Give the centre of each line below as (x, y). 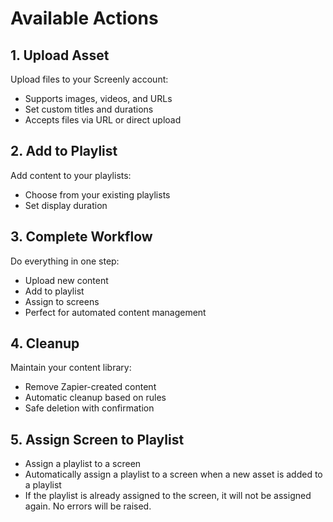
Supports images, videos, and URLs (98, 98)
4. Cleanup (45, 343)
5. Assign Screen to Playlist (97, 439)
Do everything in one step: (65, 261)
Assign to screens (62, 301)
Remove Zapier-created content (90, 387)
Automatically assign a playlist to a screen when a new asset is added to (173, 474)
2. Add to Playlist (64, 151)
